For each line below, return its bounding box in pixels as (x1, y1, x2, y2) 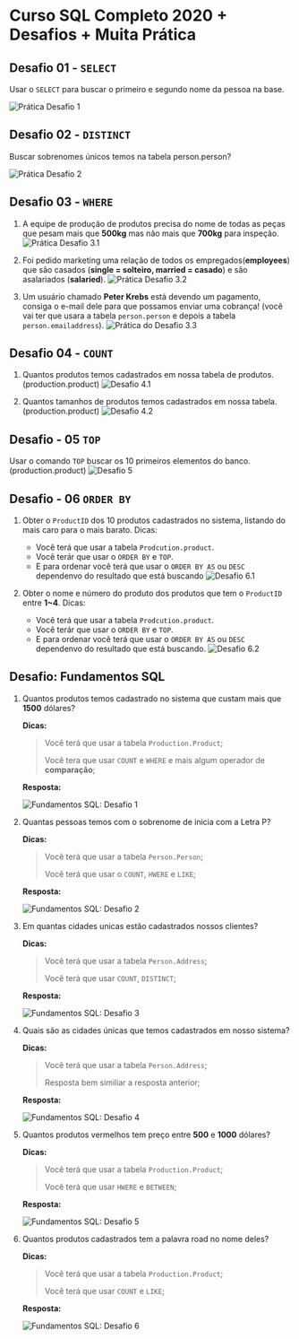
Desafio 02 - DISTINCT (9, 127, 132, 143)
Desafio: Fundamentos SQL (9, 669, 166, 684)
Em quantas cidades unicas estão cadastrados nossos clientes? (21, 920, 259, 931)
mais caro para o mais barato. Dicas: (21, 525, 158, 535)
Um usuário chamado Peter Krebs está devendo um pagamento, (21, 291, 261, 301)
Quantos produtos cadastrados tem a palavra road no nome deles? (21, 1233, 269, 1244)
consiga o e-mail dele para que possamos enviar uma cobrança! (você (21, 300, 284, 311)
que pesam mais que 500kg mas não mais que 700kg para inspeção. (21, 228, 279, 239)
